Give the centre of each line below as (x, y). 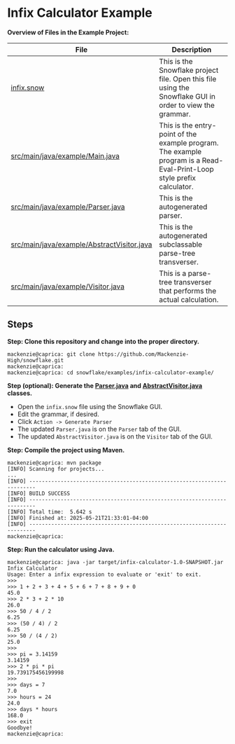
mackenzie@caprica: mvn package (54, 463)
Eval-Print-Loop (187, 169)
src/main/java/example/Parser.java (68, 207)
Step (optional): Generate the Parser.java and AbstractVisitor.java (105, 385)
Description (192, 49)
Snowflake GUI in (187, 96)
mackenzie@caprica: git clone (51, 354)
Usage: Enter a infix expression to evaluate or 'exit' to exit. (104, 574)
